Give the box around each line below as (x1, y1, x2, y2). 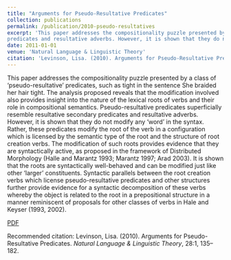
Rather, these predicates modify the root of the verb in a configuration (7, 124, 206, 133)
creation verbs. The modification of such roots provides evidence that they (7, 139, 219, 148)
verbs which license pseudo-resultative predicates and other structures (7, 176, 210, 184)
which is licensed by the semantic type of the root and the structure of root (7, 132, 220, 140)
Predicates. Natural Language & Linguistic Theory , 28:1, (40, 239, 199, 248)
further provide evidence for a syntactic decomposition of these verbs (7, 183, 206, 191)
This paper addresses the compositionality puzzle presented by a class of (7, 74, 217, 82)
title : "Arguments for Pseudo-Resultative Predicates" (7, 10, 168, 17)
